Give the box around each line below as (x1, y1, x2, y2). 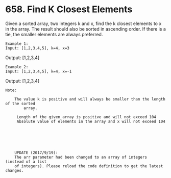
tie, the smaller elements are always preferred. (5, 31, 103, 37)
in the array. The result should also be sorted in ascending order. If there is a (5, 26, 166, 32)
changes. (5, 168, 24, 173)
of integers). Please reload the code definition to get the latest (14, 163, 163, 169)
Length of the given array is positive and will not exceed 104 (16, 114, 157, 119)
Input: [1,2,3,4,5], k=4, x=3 (5, 45, 70, 50)
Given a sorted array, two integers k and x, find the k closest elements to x (5, 20, 162, 27)
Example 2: (5, 64, 29, 69)
